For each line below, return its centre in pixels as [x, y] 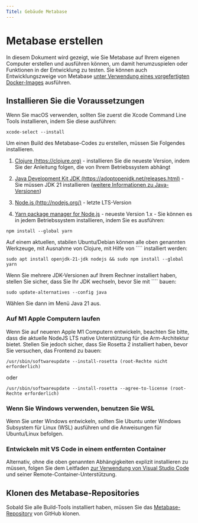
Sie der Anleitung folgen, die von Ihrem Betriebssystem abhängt [92, 167]
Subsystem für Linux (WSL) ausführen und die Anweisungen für [84, 427]
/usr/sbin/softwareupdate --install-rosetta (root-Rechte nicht [87, 361]
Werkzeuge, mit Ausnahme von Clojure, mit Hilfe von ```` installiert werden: [97, 248]
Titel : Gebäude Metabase [37, 12]
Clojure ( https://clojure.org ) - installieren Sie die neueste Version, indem [102, 161]
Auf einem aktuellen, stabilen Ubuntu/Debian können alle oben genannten [96, 242]
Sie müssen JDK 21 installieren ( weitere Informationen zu [84, 185]
